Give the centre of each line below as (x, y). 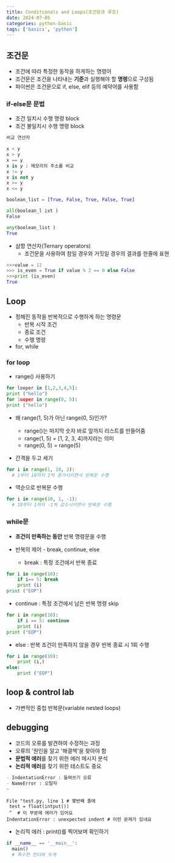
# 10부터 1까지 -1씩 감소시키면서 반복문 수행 (62, 505)
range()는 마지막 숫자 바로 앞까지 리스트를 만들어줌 (85, 431)
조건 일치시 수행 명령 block (47, 119)
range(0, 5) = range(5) (52, 445)
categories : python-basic (39, 23)
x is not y (20, 177)
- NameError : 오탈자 (32, 783)
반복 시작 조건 (41, 324)
